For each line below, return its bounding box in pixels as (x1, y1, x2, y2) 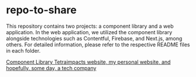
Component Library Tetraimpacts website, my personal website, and (6, 58, 171, 65)
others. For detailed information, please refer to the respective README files (6, 41, 190, 48)
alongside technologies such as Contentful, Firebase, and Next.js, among (6, 35, 183, 42)
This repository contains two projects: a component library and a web (6, 23, 174, 30)
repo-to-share (6, 3, 77, 17)
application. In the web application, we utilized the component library (6, 28, 173, 35)
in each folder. (6, 47, 41, 54)
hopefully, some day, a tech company (6, 64, 97, 71)
